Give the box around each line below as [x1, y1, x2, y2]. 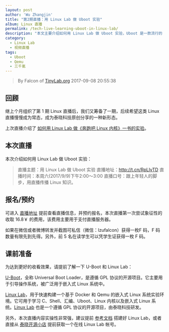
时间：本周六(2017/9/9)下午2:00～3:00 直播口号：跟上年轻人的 [22, 173, 153, 179]
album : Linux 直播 [5, 21, 42, 27]
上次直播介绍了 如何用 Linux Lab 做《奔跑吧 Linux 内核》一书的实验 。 [5, 125, 149, 131]
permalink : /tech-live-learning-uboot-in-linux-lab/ [5, 26, 119, 31]
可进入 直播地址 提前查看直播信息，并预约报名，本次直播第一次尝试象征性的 [5, 210, 162, 216]
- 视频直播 [10, 45, 30, 50]
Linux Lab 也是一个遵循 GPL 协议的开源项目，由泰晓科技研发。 [14, 304, 144, 310]
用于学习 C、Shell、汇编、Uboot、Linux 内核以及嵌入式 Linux [22, 298, 150, 304]
